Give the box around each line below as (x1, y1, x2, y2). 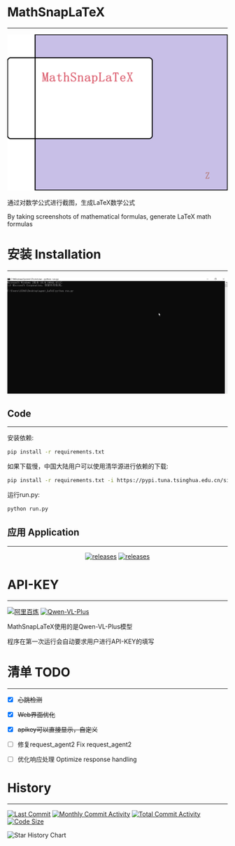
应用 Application (7, 526, 80, 538)
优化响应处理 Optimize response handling (17, 755, 138, 763)
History (7, 780, 52, 796)
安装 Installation (7, 247, 101, 263)
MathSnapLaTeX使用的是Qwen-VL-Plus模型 (7, 622, 133, 631)
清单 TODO (7, 664, 71, 680)
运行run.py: (7, 490, 41, 498)
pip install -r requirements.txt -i (7, 477, 114, 484)
